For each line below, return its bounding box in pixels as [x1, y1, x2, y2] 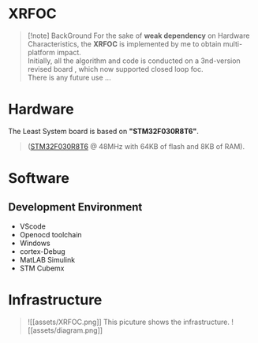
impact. [56, 47, 81, 57]
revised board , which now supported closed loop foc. [27, 64, 204, 73]
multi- [222, 39, 243, 48]
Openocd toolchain [19, 229, 82, 239]
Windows [19, 238, 50, 248]
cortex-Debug [19, 246, 65, 256]
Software [8, 170, 69, 188]
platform [27, 47, 55, 57]
